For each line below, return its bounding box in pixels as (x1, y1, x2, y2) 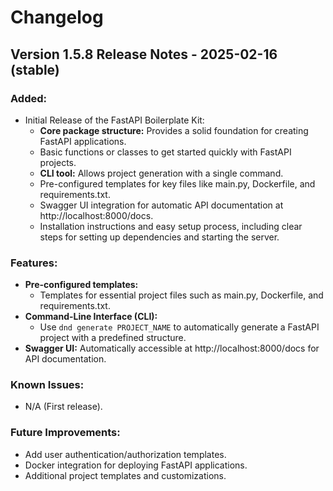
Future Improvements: (10, 426, 121, 440)
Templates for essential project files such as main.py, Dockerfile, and (39, 289, 324, 301)
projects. (39, 156, 77, 168)
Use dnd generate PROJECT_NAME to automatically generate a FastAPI (39, 321, 320, 333)
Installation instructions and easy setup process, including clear (39, 220, 303, 232)
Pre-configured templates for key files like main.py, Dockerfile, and (39, 177, 316, 190)
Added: (10, 91, 47, 105)
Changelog (10, 6, 104, 29)
